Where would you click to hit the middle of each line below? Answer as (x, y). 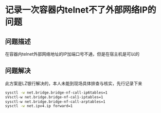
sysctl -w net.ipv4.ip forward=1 (39, 106)
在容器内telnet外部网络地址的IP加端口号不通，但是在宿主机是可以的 (72, 54)
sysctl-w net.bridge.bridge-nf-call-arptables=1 (55, 102)
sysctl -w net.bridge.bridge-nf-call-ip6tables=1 (56, 93)
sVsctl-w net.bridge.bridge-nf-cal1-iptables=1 (54, 97)
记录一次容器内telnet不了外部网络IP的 (81, 10)
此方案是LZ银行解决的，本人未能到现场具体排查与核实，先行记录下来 (74, 83)
